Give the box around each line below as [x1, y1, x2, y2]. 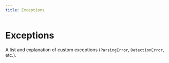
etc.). [5, 52, 16, 58]
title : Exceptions [5, 7, 45, 13]
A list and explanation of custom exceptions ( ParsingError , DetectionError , [5, 47, 164, 53]
